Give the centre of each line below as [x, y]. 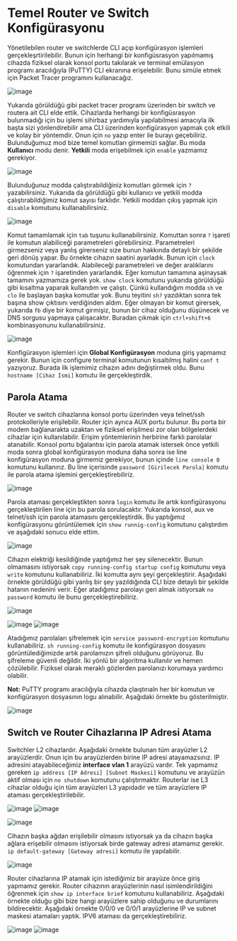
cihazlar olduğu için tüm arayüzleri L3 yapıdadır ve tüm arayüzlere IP [107, 787]
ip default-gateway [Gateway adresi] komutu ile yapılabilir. [94, 851]
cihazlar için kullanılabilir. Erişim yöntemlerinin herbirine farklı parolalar [110, 437]
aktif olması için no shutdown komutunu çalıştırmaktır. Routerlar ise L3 [108, 780]
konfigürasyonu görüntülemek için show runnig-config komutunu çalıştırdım [118, 524]
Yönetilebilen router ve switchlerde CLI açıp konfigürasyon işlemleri [105, 47]
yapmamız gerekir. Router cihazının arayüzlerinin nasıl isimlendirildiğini [110, 886]
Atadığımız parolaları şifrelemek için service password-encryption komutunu [118, 638]
